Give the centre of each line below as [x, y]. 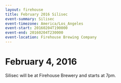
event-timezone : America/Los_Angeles [44, 23]
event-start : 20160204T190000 [37, 28]
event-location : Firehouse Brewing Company [51, 38]
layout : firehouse [24, 10]
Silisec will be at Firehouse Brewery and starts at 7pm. [60, 75]
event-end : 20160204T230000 [34, 33]
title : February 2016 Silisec [37, 14]
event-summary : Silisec [30, 19]
